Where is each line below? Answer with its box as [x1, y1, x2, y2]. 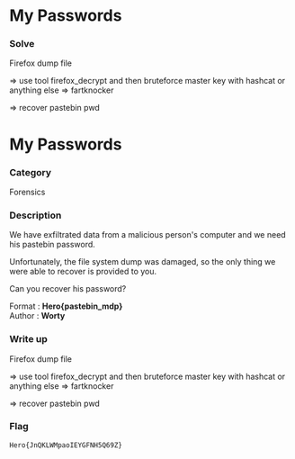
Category [9, 166, 52, 178]
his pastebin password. [9, 239, 96, 250]
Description [9, 209, 62, 221]
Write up [9, 333, 48, 346]
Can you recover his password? [9, 283, 127, 294]
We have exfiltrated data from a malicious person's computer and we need [9, 229, 286, 240]
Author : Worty [9, 310, 66, 321]
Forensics [9, 186, 46, 197]
